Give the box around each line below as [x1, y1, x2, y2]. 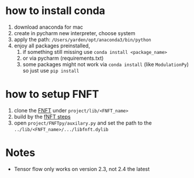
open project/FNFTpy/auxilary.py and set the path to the [13, 119, 153, 126]
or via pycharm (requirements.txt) [22, 54, 104, 61]
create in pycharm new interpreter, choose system [13, 29, 136, 36]
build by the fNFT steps [13, 113, 71, 120]
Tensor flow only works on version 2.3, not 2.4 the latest [13, 165, 150, 172]
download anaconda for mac [13, 23, 84, 30]
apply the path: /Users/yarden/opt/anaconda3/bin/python [13, 36, 151, 43]
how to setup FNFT [5, 88, 99, 101]
